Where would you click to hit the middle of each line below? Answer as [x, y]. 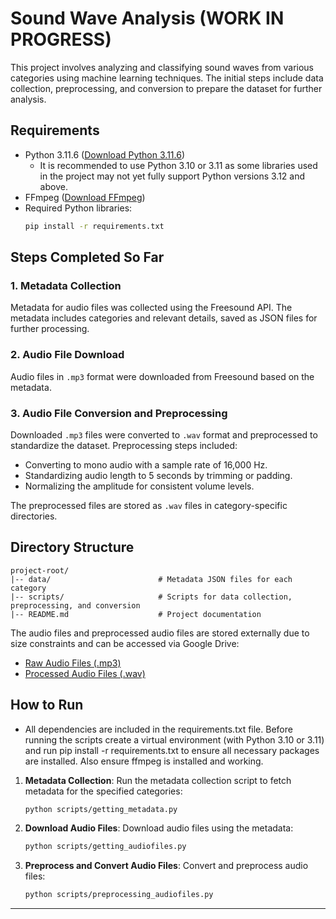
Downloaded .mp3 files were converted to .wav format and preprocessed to [164, 434]
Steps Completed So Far [87, 257]
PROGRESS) [61, 39]
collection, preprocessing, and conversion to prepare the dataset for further [166, 88]
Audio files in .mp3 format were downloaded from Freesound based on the [162, 376]
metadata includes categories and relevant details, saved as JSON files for [164, 318]
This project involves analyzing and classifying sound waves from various [162, 67]
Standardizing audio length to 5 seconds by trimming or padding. [158, 475]
